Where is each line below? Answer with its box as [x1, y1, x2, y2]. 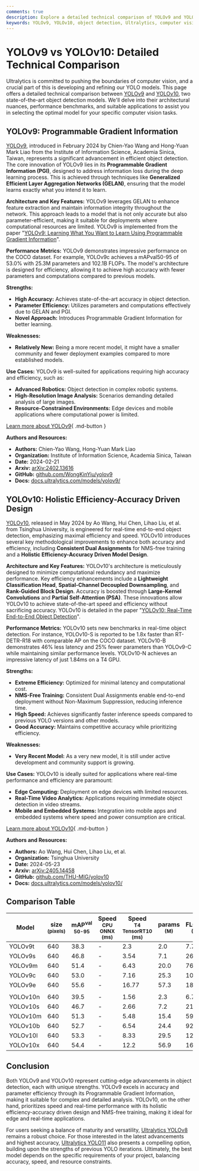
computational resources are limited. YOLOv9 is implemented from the [6, 223, 178, 231]
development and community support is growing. [14, 759, 135, 766]
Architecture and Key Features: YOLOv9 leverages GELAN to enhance [6, 198, 179, 205]
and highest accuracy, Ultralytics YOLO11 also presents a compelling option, [6, 1139, 191, 1146]
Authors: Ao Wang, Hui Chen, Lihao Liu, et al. [14, 848, 126, 855]
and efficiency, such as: [6, 374, 64, 381]
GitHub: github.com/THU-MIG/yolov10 [14, 873, 110, 880]
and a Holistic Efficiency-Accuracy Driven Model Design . [6, 551, 149, 558]
